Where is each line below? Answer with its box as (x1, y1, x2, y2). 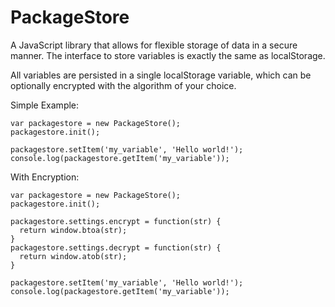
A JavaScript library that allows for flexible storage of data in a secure (10, 39, 298, 51)
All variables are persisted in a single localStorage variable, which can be (10, 69, 312, 81)
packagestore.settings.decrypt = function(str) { (10, 242, 222, 253)
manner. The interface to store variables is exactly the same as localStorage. (10, 49, 326, 61)
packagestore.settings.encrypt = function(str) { (10, 216, 222, 226)
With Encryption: (10, 171, 80, 183)
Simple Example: (10, 99, 80, 111)
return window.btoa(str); (19, 225, 128, 235)
